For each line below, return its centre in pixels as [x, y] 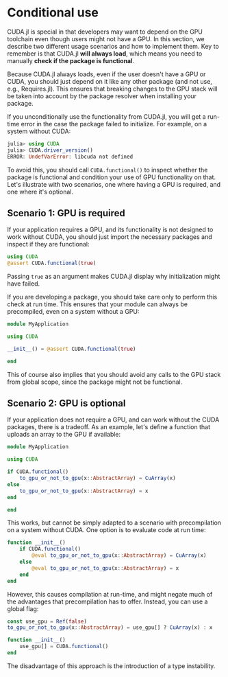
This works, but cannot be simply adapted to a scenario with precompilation [114, 523]
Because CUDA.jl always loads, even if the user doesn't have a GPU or [106, 74]
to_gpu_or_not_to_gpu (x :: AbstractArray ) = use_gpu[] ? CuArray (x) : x [110, 628]
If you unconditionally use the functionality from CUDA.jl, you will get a [107, 116]
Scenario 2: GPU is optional [66, 403]
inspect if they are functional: [49, 244]
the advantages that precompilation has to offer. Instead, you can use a [107, 601]
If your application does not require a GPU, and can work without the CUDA [113, 420]
